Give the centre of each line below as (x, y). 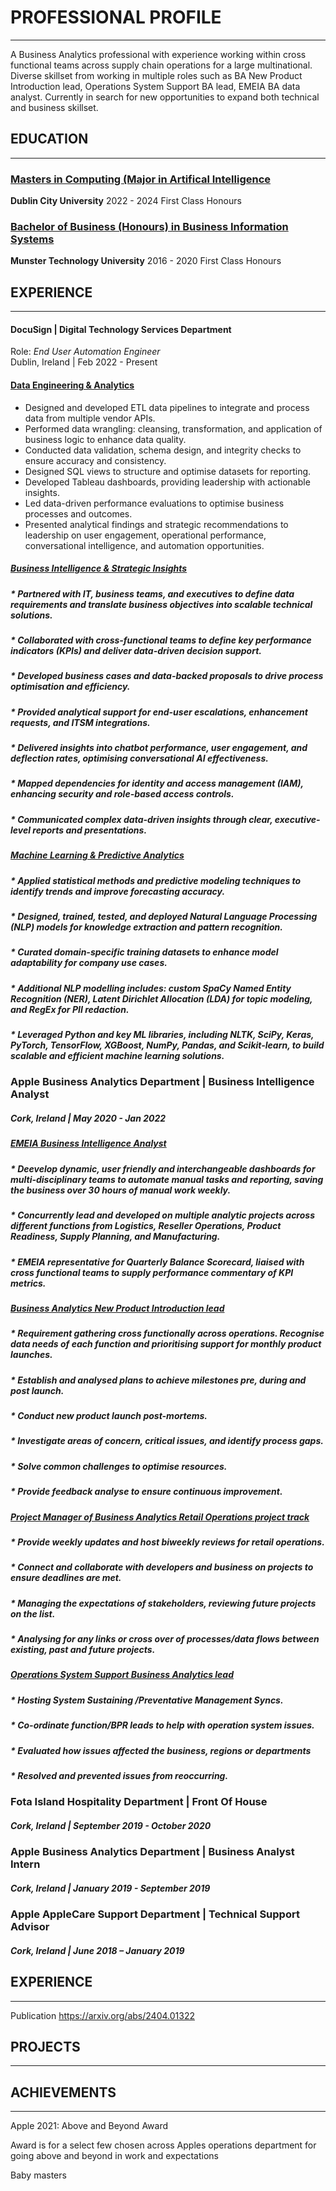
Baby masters (38, 2175)
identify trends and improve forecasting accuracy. (118, 891)
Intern (25, 1864)
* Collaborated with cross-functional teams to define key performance (161, 640)
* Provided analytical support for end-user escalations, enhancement (159, 712)
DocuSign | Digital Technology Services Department (121, 329)
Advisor (30, 1927)
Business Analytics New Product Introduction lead (117, 1308)
